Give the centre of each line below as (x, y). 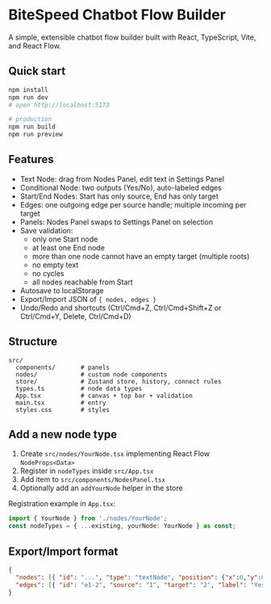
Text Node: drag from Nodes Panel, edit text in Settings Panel (122, 178)
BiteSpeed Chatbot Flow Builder (117, 15)
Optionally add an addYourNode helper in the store (101, 488)
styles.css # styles (63, 409)
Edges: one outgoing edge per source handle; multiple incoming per (133, 204)
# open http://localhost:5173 (59, 105)
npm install (28, 90)
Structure (33, 342)
